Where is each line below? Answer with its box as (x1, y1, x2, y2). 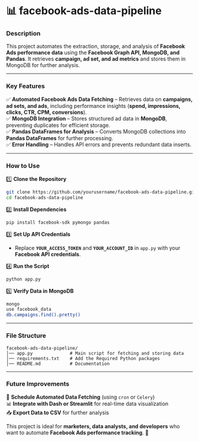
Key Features (6, 82, 46, 90)
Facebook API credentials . (14, 250, 81, 257)
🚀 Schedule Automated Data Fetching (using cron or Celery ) (6, 393, 155, 400)
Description (6, 30, 41, 38)
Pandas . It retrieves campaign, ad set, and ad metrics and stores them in (6, 55, 186, 62)
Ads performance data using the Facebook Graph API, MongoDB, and (6, 49, 179, 56)
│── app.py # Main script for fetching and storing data (6, 350, 184, 356)
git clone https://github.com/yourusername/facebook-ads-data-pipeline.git (6, 189, 197, 195)
